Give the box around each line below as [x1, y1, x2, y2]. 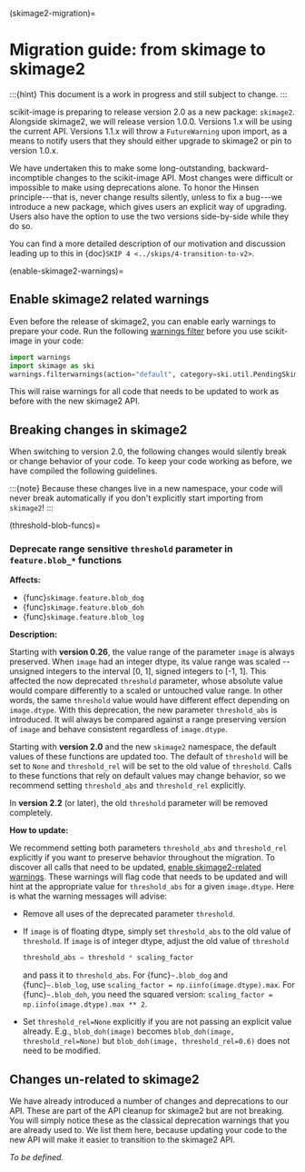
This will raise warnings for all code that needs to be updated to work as [9, 386, 280, 397]
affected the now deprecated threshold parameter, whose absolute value [9, 676, 283, 687]
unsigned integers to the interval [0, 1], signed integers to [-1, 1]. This [9, 666, 267, 677]
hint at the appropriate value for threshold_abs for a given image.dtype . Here [9, 881, 295, 892]
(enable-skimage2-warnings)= [9, 265, 124, 276]
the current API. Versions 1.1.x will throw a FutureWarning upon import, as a [9, 125, 288, 136]
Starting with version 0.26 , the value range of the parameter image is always [9, 647, 295, 658]
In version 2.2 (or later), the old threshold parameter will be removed [9, 798, 269, 809]
